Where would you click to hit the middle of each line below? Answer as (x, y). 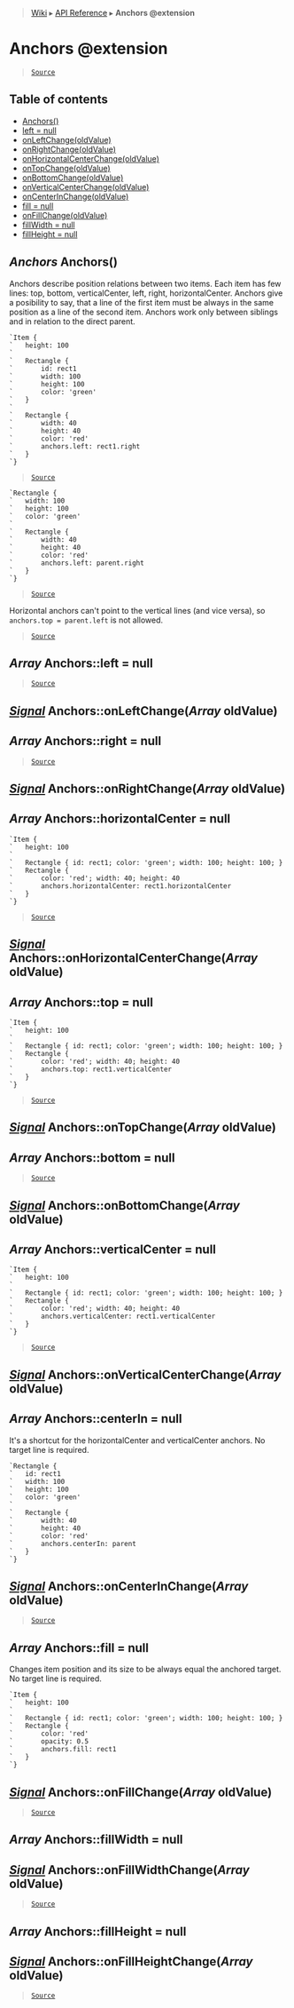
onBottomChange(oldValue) (73, 178)
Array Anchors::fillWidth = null (96, 1840)
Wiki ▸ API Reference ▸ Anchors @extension (112, 13)
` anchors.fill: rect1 (63, 1750)
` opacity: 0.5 (49, 1742)
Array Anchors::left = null (81, 663)
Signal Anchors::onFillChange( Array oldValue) (141, 1792)
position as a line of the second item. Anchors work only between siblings (144, 312)
